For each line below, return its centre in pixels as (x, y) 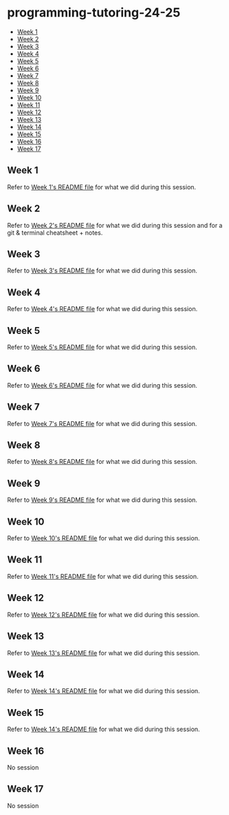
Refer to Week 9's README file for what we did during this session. (102, 500)
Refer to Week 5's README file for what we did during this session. (102, 347)
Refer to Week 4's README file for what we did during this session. (102, 309)
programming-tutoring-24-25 (94, 13)
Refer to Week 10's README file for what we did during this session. (103, 538)
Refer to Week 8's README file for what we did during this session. (102, 462)
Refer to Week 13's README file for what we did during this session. (103, 653)
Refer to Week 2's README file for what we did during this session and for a (115, 225)
